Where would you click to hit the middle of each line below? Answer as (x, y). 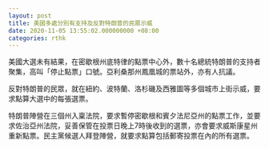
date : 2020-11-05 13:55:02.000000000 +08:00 (84, 30)
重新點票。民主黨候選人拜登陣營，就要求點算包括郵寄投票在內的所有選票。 (131, 136)
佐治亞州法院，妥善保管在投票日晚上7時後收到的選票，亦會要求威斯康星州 (136, 126)
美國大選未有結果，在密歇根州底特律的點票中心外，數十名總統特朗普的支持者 (134, 62)
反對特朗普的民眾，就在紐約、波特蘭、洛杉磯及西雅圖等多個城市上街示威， (131, 89)
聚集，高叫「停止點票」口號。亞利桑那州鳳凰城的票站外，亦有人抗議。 (124, 72)
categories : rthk (37, 38)
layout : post (30, 16)
